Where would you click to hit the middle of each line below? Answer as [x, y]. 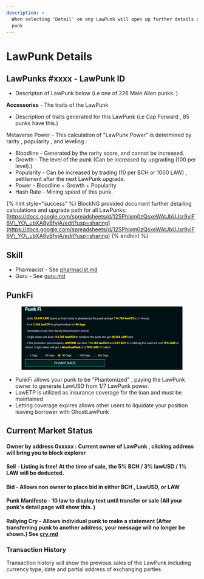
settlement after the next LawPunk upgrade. [70, 179]
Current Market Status [49, 431]
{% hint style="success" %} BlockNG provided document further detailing [99, 204]
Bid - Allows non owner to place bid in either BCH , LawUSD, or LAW [93, 487]
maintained [29, 399]
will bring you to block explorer [46, 453]
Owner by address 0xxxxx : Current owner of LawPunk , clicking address [100, 446]
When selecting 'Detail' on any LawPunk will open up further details [103, 19]
